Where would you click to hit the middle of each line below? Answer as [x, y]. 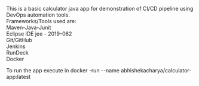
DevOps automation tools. [38, 15]
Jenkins [16, 46]
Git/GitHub [19, 40]
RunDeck [17, 52]
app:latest [19, 77]
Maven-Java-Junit [29, 27]
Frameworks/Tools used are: [41, 21]
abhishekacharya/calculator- [156, 70]
